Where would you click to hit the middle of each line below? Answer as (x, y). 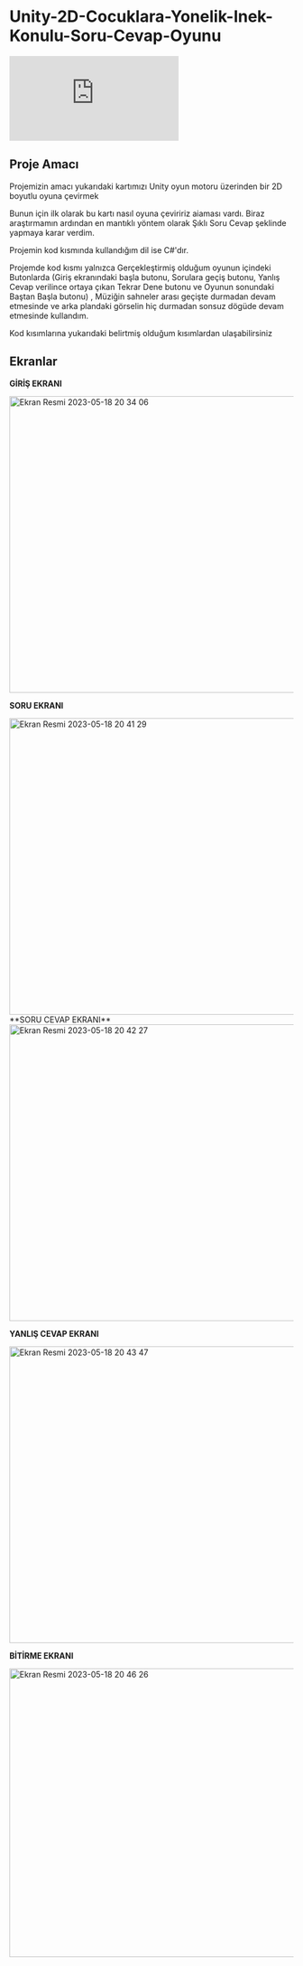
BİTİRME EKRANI (41, 1655)
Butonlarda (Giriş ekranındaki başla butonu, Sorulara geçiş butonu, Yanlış (145, 277)
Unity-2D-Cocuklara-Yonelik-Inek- (141, 17)
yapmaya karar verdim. (52, 232)
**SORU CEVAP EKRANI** (60, 1020)
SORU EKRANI (37, 705)
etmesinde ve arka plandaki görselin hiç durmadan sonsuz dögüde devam (147, 306)
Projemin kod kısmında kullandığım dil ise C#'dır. (99, 249)
